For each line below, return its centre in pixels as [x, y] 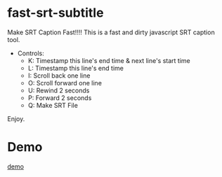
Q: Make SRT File [53, 105]
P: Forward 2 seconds [60, 98]
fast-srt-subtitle [55, 13]
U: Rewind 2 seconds [59, 90]
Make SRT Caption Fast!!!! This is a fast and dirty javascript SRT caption [111, 32]
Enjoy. [16, 119]
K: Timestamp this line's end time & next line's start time [109, 60]
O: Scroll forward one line [65, 83]
